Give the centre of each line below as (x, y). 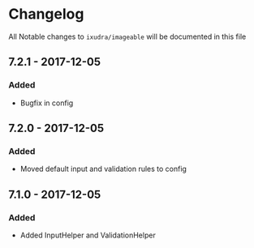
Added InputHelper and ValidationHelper (88, 235)
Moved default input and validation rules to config (103, 169)
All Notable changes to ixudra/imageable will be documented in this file (127, 36)
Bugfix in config (47, 103)
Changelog (46, 14)
